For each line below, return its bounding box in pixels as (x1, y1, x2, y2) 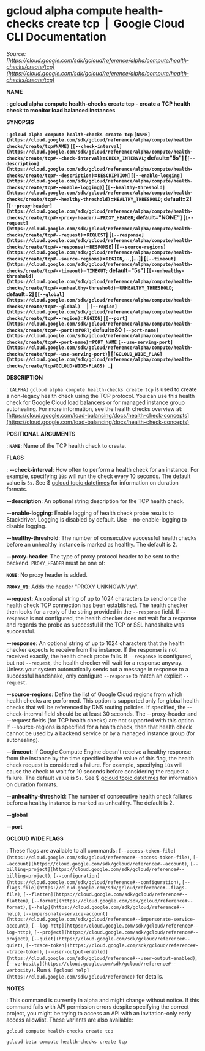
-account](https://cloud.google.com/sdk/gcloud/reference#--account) (6, 861, 188, 867)
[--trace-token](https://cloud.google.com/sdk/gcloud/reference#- (25, 942, 199, 948)
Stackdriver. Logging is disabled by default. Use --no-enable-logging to (6, 515, 187, 523)
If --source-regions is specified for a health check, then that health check (6, 723, 192, 730)
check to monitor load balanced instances (6, 106, 116, 114)
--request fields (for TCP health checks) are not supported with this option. (6, 716, 196, 724)
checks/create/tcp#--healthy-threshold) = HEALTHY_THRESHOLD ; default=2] (6, 195, 192, 203)
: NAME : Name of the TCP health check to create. (6, 442, 127, 449)
